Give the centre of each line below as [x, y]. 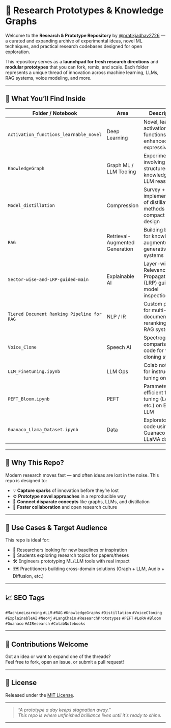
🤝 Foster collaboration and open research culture [65, 507]
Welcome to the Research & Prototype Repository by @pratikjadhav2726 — [85, 35]
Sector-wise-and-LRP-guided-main [48, 279]
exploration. [18, 52]
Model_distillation [31, 205]
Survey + [154, 190]
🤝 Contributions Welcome [47, 644]
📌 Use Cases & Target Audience [56, 527]
